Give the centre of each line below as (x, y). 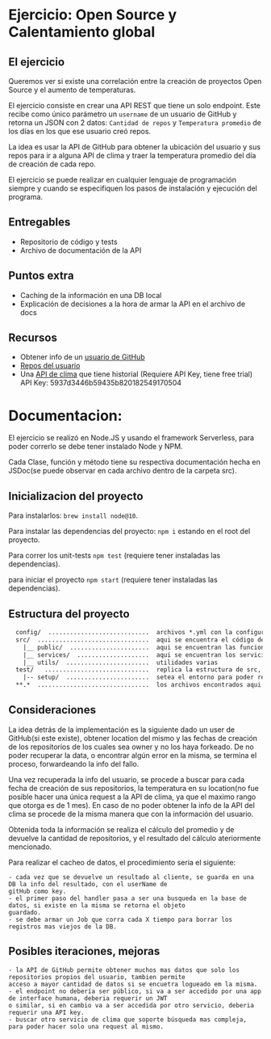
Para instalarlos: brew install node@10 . (73, 515)
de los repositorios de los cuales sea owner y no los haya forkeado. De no (131, 747)
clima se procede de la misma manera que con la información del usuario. (131, 814)
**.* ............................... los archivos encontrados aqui (139, 685)
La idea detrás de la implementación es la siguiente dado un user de (122, 730)
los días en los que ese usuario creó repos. (80, 131)
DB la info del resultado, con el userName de (88, 884)
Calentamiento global (82, 32)
